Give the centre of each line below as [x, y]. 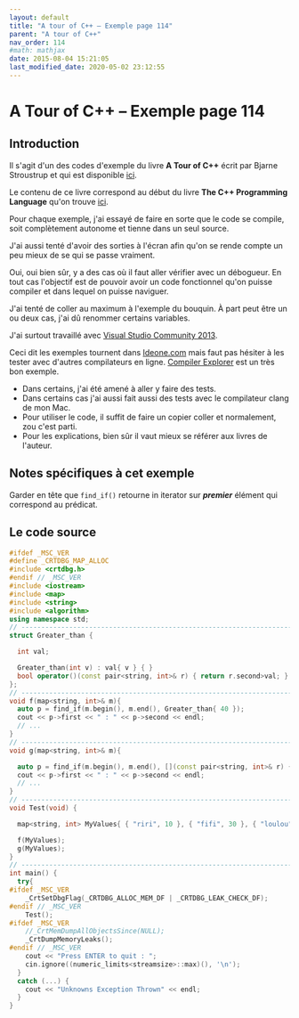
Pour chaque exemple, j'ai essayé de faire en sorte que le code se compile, [147, 218]
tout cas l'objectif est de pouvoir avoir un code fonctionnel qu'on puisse [141, 281]
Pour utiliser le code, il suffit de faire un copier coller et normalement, [149, 417]
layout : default [39, 17]
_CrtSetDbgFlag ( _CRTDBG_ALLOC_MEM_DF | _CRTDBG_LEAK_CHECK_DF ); [147, 898]
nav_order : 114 [37, 42]
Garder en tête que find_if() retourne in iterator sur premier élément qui [144, 494]
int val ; [33, 652]
